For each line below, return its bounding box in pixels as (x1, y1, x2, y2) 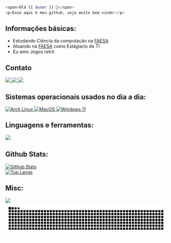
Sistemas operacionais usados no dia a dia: (5, 93, 146, 101)
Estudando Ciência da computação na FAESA (12, 38, 109, 44)
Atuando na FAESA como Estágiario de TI (12, 43, 100, 50)
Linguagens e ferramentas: (5, 121, 94, 129)
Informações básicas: (5, 25, 76, 33)
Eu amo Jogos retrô (12, 49, 55, 55)
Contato (5, 63, 32, 72)
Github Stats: (5, 150, 49, 159)
